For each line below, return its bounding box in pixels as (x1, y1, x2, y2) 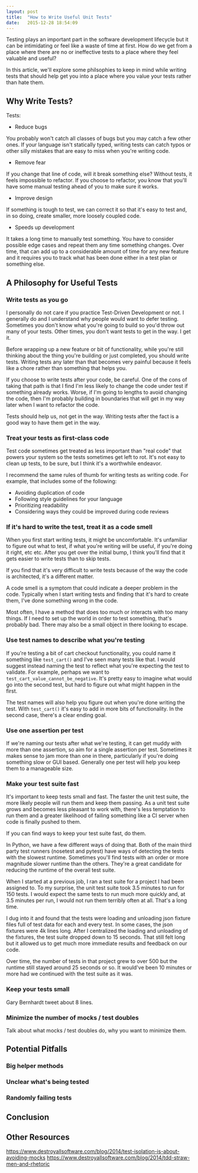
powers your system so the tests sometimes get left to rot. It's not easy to (6, 454, 186, 461)
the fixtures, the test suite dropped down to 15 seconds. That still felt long (6, 933, 186, 941)
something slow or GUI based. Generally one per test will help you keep (6, 758, 180, 766)
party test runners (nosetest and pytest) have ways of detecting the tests (6, 847, 184, 855)
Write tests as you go (6, 295, 69, 304)
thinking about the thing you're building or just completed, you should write (6, 352, 189, 359)
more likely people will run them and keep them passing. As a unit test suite (6, 799, 190, 807)
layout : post (6, 8, 38, 15)
